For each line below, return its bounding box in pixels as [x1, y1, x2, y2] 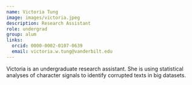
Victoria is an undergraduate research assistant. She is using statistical [6, 65, 183, 72]
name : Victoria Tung [6, 8, 59, 15]
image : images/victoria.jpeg [6, 15, 80, 21]
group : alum [6, 32, 36, 38]
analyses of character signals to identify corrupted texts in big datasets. [6, 71, 187, 79]
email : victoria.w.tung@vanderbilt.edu [12, 49, 113, 55]
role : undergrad [6, 25, 47, 32]
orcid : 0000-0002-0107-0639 [12, 43, 83, 49]
